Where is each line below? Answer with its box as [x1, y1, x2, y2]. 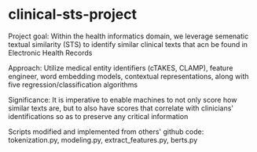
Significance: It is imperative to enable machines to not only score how [8, 95, 237, 104]
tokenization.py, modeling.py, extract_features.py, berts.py [8, 135, 198, 144]
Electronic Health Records [8, 48, 93, 57]
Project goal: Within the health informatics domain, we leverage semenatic [8, 31, 249, 41]
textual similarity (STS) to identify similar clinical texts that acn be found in [8, 39, 248, 49]
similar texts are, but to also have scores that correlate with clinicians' [8, 103, 234, 113]
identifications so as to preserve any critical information [8, 111, 189, 121]
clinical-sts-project [8, 5, 138, 24]
